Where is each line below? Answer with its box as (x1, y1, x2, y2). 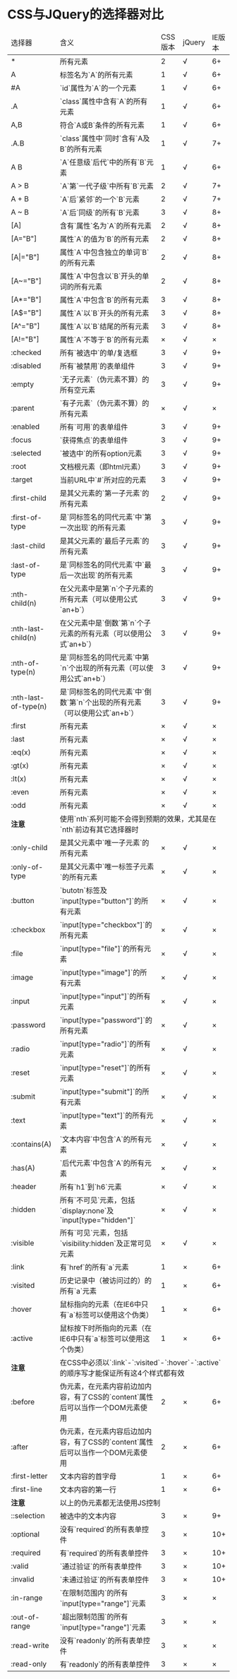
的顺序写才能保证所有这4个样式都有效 (59, 1368, 185, 1378)
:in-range (11, 1593, 43, 1603)
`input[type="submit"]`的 (59, 1087, 142, 1097)
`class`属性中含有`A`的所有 (59, 96, 148, 106)
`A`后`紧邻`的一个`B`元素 (59, 194, 140, 204)
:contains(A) (11, 1139, 52, 1149)
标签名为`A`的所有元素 (59, 70, 133, 80)
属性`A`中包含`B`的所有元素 (59, 294, 150, 304)
